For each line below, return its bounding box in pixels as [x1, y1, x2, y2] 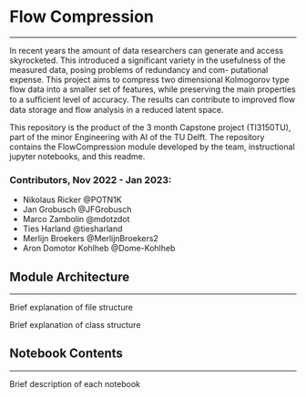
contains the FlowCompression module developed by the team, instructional [9, 141, 296, 152]
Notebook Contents [9, 346, 123, 361]
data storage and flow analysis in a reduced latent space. [9, 104, 225, 115]
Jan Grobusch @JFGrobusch [22, 204, 132, 215]
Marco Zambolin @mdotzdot [22, 214, 130, 225]
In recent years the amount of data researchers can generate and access [9, 45, 284, 56]
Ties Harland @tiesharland [22, 223, 123, 234]
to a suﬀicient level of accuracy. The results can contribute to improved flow [9, 94, 296, 105]
